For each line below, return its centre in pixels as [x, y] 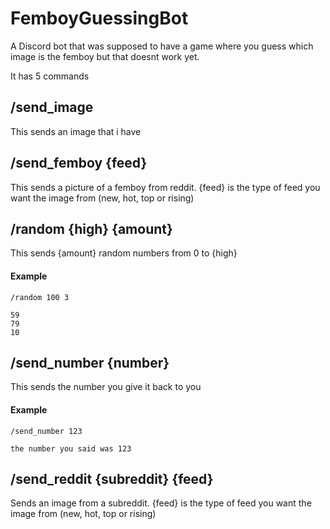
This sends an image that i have [76, 131]
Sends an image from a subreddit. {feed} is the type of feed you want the [161, 503]
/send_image [52, 107]
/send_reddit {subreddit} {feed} [112, 478]
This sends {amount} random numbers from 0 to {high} [124, 253]
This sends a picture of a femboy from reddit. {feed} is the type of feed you [165, 187]
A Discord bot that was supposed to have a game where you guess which [162, 46]
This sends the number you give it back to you [106, 387]
